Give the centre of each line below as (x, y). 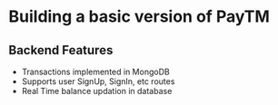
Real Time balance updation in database (97, 91)
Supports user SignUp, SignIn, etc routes (98, 81)
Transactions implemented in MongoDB (95, 72)
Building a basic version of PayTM (139, 17)
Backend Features (61, 50)
